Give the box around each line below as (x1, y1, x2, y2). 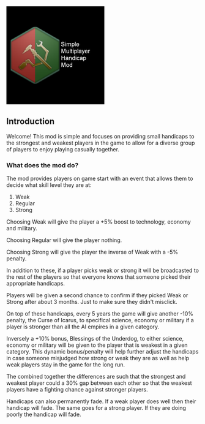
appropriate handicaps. (6, 280, 65, 287)
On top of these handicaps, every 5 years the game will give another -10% (6, 310, 194, 317)
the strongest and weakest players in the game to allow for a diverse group (6, 139, 195, 146)
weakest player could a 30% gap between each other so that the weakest (6, 379, 192, 387)
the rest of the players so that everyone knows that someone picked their (6, 273, 191, 281)
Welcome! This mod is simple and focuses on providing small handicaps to (6, 132, 195, 140)
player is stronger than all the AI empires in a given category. (6, 323, 160, 330)
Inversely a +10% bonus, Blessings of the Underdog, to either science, (6, 335, 184, 343)
